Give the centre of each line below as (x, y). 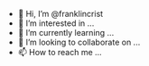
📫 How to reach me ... (60, 52)
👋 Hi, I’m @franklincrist (61, 14)
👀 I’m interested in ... (56, 23)
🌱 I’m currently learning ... (66, 33)
